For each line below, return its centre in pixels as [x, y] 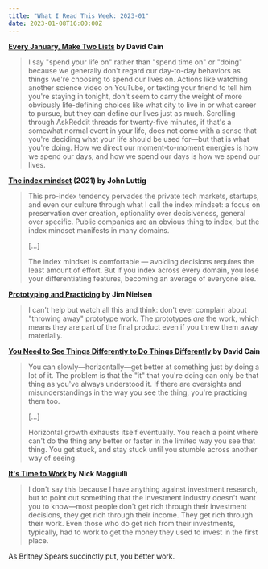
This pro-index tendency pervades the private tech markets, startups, [143, 196]
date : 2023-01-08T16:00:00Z [56, 23]
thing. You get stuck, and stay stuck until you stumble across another [142, 449]
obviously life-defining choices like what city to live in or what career [142, 105]
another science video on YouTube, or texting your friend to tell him [140, 87]
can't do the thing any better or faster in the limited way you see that [142, 441]
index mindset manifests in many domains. [99, 230]
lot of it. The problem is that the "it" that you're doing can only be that [143, 375]
